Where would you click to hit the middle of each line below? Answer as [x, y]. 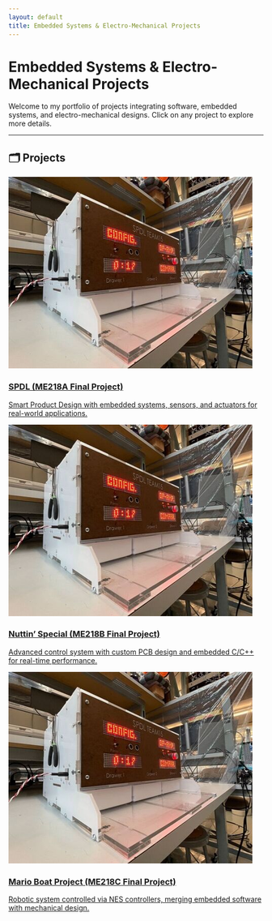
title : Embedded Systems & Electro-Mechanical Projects [104, 26]
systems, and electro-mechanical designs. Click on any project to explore [131, 115]
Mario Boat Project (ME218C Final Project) [92, 881]
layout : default [36, 17]
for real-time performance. [53, 660]
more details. [30, 124]
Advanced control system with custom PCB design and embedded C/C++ [131, 652]
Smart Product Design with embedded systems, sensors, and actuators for [133, 405]
